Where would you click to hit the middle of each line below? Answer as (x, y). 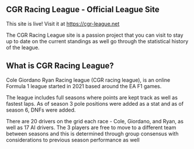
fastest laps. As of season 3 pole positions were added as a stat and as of (95, 103)
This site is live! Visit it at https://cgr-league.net (63, 23)
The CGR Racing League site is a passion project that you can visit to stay (95, 35)
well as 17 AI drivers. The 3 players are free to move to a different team (91, 127)
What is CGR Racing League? (60, 66)
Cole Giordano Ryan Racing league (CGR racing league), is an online (88, 80)
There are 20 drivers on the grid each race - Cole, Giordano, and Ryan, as (95, 121)
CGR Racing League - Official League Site (83, 10)
